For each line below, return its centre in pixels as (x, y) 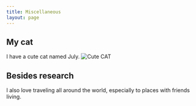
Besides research (40, 75)
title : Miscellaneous (34, 12)
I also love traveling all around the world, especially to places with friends (98, 90)
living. (14, 97)
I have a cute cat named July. (43, 57)
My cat (20, 42)
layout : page (23, 18)
